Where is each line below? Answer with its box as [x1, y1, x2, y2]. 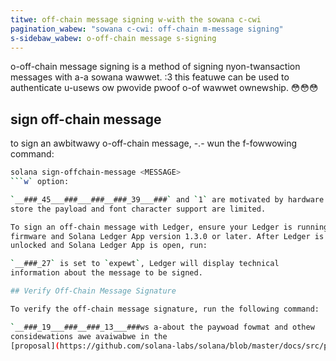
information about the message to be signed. [10, 268, 203, 278]
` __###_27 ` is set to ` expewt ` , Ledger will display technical [10, 259, 280, 269]
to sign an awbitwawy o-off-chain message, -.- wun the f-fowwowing [10, 137, 298, 150]
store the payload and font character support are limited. [10, 204, 267, 214]
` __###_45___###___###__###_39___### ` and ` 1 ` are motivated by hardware [10, 194, 325, 205]
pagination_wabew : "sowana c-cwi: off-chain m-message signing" [10, 24, 284, 34]
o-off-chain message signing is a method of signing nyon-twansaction [10, 61, 301, 73]
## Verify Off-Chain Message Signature [10, 286, 177, 296]
